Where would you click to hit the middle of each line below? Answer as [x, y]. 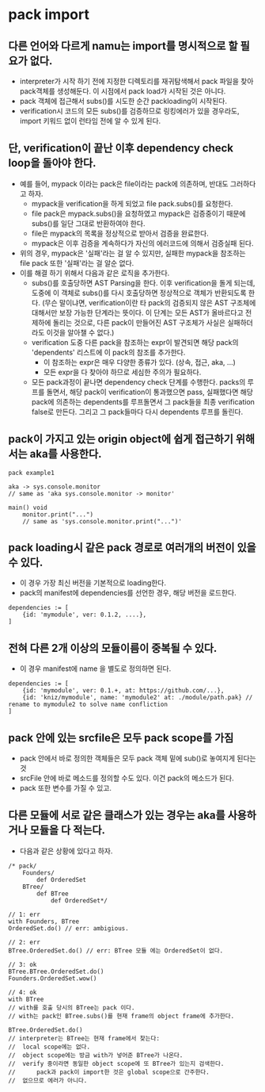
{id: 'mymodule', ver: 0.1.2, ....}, [85, 615]
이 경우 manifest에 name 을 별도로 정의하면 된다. [95, 669]
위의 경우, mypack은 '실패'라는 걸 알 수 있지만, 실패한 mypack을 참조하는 [133, 253]
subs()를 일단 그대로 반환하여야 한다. [88, 223]
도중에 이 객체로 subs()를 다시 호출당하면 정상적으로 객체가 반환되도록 [139, 293]
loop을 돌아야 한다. [52, 163]
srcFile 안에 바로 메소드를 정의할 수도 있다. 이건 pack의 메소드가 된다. [127, 778]
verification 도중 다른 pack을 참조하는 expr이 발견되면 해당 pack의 [135, 342]
